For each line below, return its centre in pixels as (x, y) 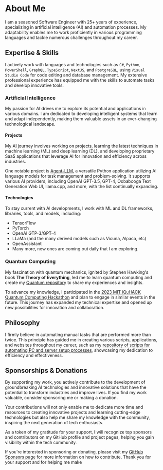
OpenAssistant (27, 244)
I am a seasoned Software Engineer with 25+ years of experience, (71, 22)
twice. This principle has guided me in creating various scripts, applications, (81, 339)
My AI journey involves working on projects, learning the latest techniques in (82, 146)
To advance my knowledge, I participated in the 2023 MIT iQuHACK (73, 292)
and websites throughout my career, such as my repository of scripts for (78, 345)
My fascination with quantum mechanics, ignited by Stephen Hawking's (77, 272)
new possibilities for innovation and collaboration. (55, 307)
